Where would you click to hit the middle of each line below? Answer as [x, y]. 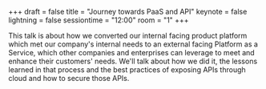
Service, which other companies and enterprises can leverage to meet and [131, 53]
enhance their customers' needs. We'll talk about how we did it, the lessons [133, 61]
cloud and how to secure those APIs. [69, 78]
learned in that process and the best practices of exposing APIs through [127, 70]
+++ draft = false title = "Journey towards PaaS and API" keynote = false [128, 12]
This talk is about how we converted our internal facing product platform [128, 36]
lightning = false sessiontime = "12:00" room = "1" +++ [99, 20]
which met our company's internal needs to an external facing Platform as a [133, 44]
